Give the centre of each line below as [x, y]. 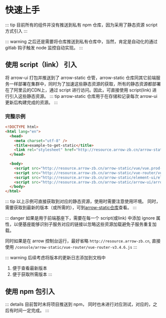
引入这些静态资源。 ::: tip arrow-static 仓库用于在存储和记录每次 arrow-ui [83, 96]
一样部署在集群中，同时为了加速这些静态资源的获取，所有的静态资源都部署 [85, 84]
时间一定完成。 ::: [31, 310]
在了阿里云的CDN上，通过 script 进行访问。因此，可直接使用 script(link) [78, 90]
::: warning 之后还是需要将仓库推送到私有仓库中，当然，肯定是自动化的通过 [82, 41]
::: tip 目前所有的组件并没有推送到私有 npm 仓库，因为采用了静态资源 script [81, 25]
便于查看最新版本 [30, 268]
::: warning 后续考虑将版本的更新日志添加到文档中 [56, 258]
